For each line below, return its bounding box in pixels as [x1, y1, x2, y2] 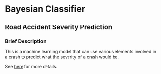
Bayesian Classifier [5, 3, 86, 15]
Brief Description [5, 38, 46, 45]
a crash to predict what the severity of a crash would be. [5, 54, 119, 60]
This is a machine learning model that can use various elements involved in [5, 49, 157, 54]
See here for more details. [5, 63, 58, 69]
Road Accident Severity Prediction [5, 23, 113, 31]
